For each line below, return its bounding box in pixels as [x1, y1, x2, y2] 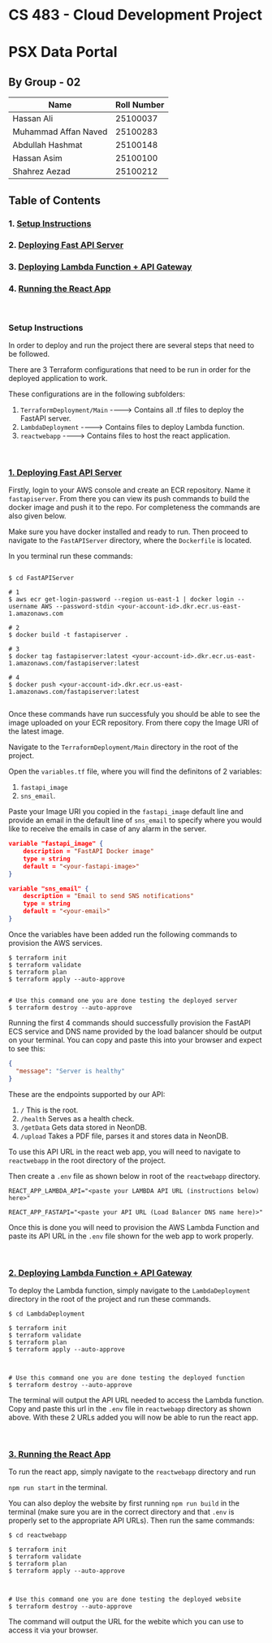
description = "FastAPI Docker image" [23, 848, 154, 856]
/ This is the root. [19, 1105, 79, 1115]
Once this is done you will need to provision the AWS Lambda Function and [8, 1222, 260, 1232]
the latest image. [8, 726, 65, 736]
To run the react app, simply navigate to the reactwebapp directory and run [8, 1467, 256, 1476]
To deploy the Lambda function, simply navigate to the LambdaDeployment [8, 1285, 251, 1295]
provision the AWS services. [8, 938, 103, 947]
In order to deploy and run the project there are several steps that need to [8, 340, 254, 350]
